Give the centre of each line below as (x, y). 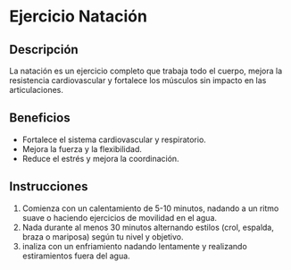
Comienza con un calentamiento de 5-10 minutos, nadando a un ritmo (150, 208)
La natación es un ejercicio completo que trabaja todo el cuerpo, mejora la (146, 71)
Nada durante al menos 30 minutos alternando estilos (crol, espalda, (148, 227)
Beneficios (40, 118)
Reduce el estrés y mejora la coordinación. (101, 158)
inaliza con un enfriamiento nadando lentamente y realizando (134, 246)
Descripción (44, 50)
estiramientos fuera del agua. (76, 256)
